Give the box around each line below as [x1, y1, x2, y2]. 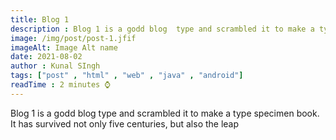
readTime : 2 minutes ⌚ [10, 80, 111, 90]
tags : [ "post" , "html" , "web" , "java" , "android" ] [10, 71, 244, 81]
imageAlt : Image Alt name [10, 42, 118, 53]
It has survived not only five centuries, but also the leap [10, 117, 240, 130]
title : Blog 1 [10, 14, 70, 25]
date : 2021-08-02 [10, 52, 83, 62]
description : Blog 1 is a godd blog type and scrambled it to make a [10, 24, 315, 34]
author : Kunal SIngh [10, 61, 101, 71]
